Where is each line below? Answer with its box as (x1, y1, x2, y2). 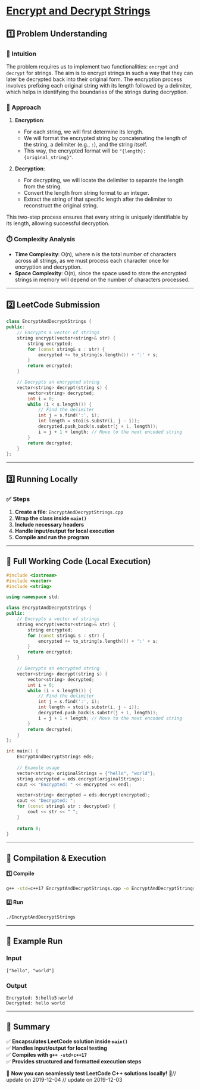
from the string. (23, 183, 62, 190)
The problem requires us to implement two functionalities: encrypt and (6, 63, 179, 70)
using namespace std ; (6, 594, 60, 600)
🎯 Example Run (6, 936, 63, 947)
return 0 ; (17, 825, 42, 832)
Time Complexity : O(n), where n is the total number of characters (14, 251, 177, 258)
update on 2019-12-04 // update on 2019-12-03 (6, 1076, 123, 1083)
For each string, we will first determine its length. (23, 128, 144, 135)
